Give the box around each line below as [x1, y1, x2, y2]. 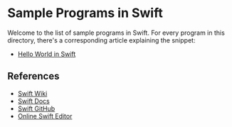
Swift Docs [17, 96, 50, 105]
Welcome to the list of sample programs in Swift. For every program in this [7, 28, 226, 37]
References [7, 70, 60, 82]
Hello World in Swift [17, 50, 76, 58]
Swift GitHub [17, 104, 56, 113]
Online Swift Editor [17, 111, 73, 120]
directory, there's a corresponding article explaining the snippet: [7, 35, 196, 44]
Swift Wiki [17, 89, 48, 97]
